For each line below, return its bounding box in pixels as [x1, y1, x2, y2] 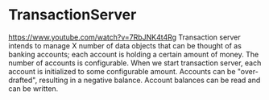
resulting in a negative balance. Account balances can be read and [39, 75, 261, 85]
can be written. [8, 83, 59, 94]
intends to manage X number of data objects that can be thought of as [8, 40, 242, 50]
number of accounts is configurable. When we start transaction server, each [8, 58, 262, 68]
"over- [237, 66, 259, 76]
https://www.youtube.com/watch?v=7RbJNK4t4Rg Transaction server [8, 32, 242, 42]
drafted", [8, 75, 38, 85]
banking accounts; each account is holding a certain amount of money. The [8, 49, 259, 59]
